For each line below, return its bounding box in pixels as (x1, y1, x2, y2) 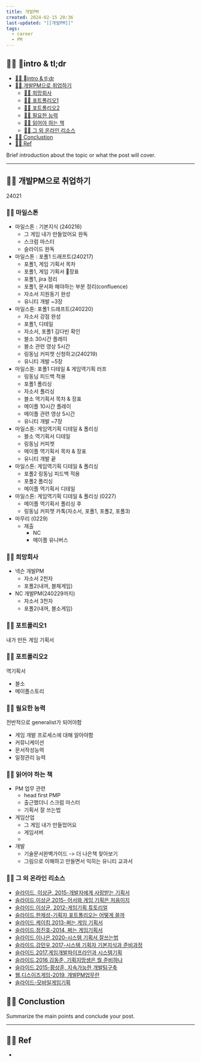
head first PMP (23, 792, 61, 799)
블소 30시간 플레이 (23, 335, 68, 342)
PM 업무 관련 (14, 785, 46, 792)
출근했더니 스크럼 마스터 (23, 799, 81, 806)
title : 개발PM (6, 8, 39, 15)
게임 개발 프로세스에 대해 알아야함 (14, 731, 94, 739)
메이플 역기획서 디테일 (23, 485, 76, 492)
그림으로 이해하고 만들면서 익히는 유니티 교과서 (23, 858, 133, 865)
